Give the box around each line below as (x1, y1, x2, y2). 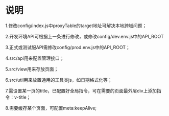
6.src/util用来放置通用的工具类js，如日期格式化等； (5, 77, 112, 83)
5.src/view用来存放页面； (5, 66, 59, 72)
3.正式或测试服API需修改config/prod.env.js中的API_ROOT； (5, 44, 130, 50)
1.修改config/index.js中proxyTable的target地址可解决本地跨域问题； (5, 22, 147, 29)
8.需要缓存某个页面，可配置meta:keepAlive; (5, 105, 97, 111)
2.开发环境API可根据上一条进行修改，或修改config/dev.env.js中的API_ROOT (5, 33, 164, 39)
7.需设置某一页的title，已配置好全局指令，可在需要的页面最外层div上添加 (5, 87, 157, 94)
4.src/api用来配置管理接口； (5, 55, 64, 61)
